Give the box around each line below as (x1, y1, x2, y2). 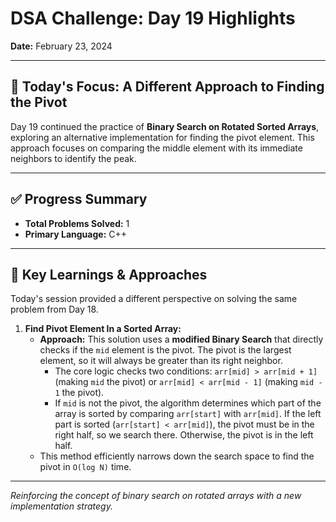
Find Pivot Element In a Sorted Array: (24, 323, 182, 335)
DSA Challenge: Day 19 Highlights (10, 7, 296, 30)
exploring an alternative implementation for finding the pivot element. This (10, 131, 315, 143)
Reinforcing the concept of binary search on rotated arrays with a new (10, 490, 302, 502)
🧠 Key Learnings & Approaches (10, 266, 208, 283)
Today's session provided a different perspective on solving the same (10, 293, 298, 305)
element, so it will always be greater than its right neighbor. (39, 355, 283, 367)
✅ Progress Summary (10, 191, 148, 208)
